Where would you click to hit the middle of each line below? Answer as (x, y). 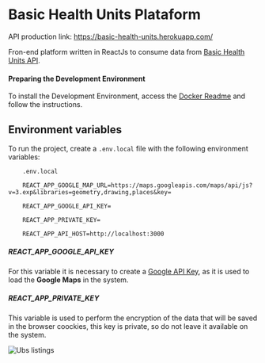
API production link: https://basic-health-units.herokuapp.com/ (111, 36)
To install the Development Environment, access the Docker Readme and (127, 96)
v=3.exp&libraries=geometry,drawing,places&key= (90, 192)
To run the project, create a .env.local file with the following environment (129, 148)
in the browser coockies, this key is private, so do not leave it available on (128, 326)
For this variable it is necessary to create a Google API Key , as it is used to (129, 271)
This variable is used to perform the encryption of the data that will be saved (133, 318)
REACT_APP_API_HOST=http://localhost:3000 (93, 234)
